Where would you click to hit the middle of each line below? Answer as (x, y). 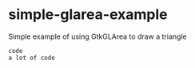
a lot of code (32, 58)
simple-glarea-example (88, 15)
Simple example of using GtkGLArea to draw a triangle (97, 36)
